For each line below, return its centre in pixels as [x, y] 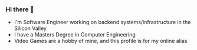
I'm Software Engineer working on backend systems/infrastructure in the [102, 22]
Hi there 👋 [20, 9]
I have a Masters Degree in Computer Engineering [75, 35]
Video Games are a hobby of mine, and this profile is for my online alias [101, 41]
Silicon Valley [30, 28]
